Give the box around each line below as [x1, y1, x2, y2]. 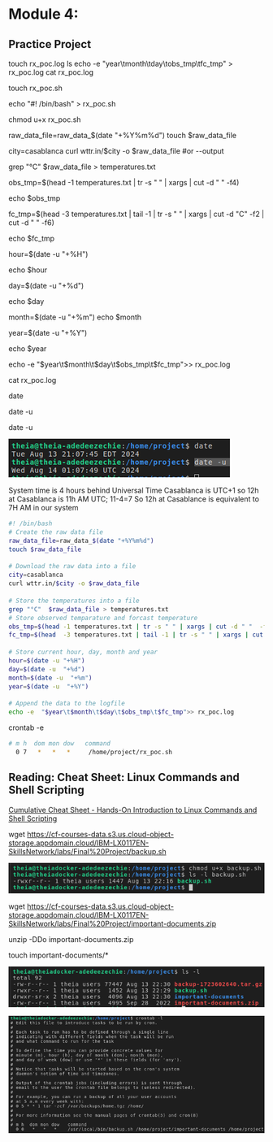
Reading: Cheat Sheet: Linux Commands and [8, 771, 240, 784]
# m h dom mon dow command [8, 740, 111, 748]
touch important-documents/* [8, 950, 109, 960]
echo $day [8, 297, 45, 306]
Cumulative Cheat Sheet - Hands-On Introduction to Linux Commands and [8, 805, 258, 814]
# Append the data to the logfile [8, 700, 126, 708]
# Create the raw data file [8, 528, 104, 536]
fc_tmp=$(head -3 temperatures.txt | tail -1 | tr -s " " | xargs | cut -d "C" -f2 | [8, 209, 265, 219]
